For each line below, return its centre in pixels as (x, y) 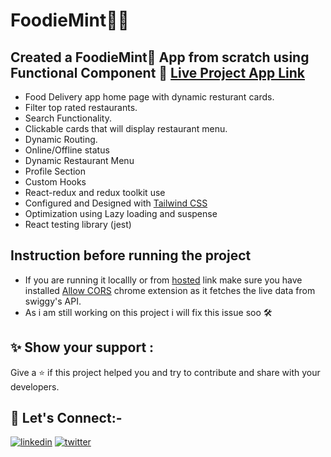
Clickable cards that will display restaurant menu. (126, 128)
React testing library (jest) (78, 224)
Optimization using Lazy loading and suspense (121, 213)
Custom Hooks (55, 182)
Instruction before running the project (131, 255)
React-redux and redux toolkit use (95, 192)
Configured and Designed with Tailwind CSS (116, 203)
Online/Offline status (67, 150)
